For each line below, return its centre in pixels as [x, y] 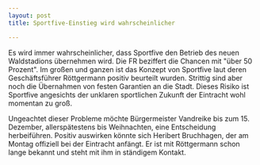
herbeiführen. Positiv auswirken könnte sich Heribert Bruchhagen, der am [128, 135]
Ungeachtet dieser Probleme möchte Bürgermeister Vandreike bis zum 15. [129, 118]
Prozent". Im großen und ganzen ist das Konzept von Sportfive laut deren [128, 69]
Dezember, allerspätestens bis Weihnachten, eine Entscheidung [112, 127]
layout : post [30, 15]
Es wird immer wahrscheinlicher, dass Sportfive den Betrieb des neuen [124, 52]
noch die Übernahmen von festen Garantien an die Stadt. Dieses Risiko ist [129, 86]
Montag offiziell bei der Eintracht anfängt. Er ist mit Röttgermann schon [124, 144]
